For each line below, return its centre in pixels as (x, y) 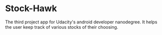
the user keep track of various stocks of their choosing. (62, 27)
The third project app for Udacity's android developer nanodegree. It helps (81, 22)
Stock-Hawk (31, 9)
